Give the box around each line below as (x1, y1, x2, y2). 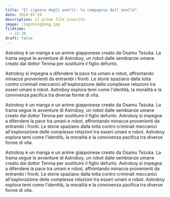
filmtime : (5, 26, 26, 31)
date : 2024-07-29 (5, 12, 42, 17)
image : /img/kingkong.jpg (5, 21, 60, 27)
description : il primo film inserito (5, 17, 85, 22)
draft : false (5, 36, 33, 41)
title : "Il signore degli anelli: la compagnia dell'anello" (5, 7, 138, 13)
